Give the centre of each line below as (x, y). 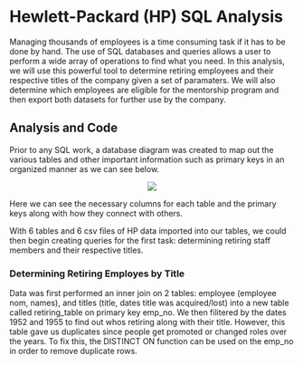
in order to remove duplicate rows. (73, 351)
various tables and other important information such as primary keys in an (147, 159)
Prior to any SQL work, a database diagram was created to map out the (142, 149)
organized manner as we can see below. (85, 168)
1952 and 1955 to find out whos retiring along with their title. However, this (147, 322)
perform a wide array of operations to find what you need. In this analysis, (147, 61)
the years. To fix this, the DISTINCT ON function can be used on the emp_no (151, 341)
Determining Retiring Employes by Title (97, 274)
